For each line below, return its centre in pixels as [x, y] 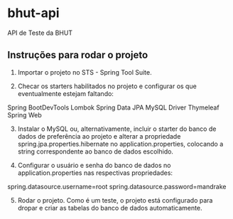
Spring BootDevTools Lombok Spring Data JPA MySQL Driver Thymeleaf [113, 107]
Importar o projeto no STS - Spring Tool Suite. [85, 72]
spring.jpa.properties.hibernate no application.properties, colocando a [120, 144]
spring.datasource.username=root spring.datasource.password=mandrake [117, 186]
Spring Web [25, 114]
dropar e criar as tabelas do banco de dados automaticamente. [110, 208]
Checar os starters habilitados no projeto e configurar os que [107, 86]
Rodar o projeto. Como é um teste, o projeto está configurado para [115, 200]
